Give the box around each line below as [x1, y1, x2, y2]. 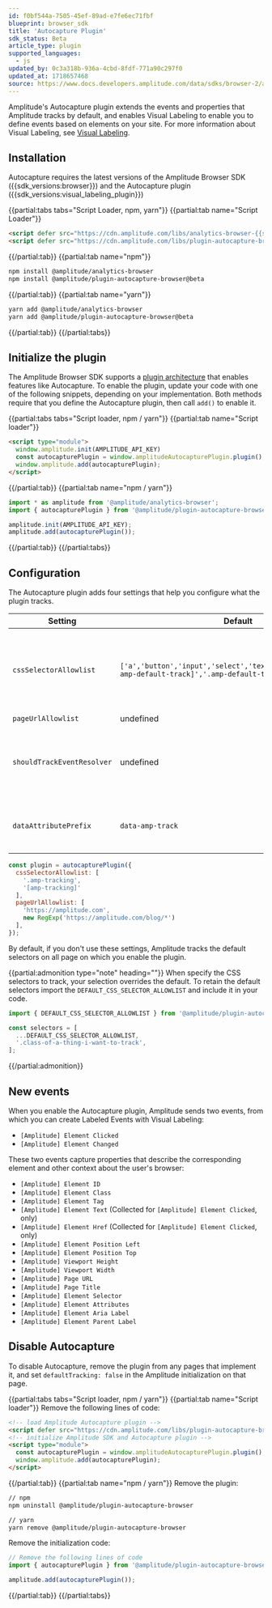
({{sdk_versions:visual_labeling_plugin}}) [8, 189, 144, 199]
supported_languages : [8, 49, 82, 57]
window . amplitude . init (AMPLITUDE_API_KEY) [15, 446, 161, 454]
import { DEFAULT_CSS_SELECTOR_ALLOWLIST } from [8, 1009, 176, 1017]
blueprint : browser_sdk [8, 19, 89, 28]
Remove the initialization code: [8, 1538, 111, 1548]
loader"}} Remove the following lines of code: [8, 1402, 160, 1412]
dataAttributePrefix [12, 821, 91, 830]
